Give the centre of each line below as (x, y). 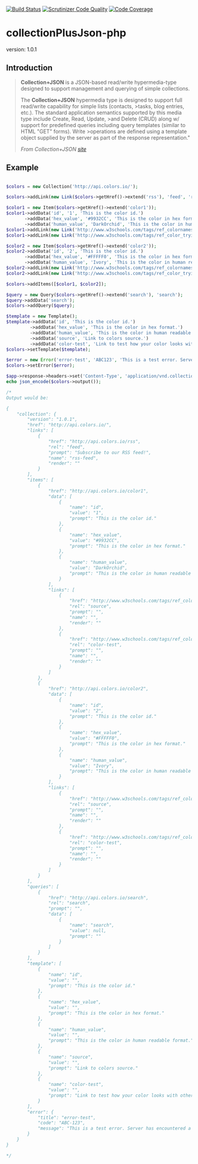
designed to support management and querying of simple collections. (105, 88)
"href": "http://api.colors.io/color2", (98, 689)
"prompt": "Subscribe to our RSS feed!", (100, 452)
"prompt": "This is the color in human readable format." (121, 1040)
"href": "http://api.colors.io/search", (98, 898)
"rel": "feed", (67, 447)
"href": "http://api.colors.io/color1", (98, 491)
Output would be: (27, 398)
